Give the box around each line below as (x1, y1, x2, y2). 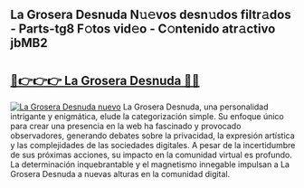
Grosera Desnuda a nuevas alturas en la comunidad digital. (10, 169, 231, 179)
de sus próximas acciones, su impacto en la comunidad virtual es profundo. (10, 149, 293, 160)
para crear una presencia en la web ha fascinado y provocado (10, 121, 242, 131)
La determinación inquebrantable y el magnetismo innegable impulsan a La (10, 159, 290, 170)
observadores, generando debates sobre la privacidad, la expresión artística (10, 130, 295, 141)
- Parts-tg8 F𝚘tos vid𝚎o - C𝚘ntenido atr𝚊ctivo (10, 22, 276, 37)
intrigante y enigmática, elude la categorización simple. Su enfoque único (10, 111, 284, 121)
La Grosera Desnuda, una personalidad (122, 101, 270, 112)
